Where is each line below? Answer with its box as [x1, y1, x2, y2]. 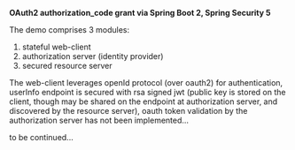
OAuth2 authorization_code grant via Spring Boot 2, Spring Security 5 [9, 8, 271, 18]
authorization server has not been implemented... [9, 115, 189, 125]
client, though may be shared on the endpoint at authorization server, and [9, 96, 278, 107]
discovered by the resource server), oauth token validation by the [9, 106, 248, 116]
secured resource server [21, 61, 113, 71]
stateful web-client [21, 41, 91, 52]
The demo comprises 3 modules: [9, 25, 130, 34]
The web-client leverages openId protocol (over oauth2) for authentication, [9, 78, 283, 87]
